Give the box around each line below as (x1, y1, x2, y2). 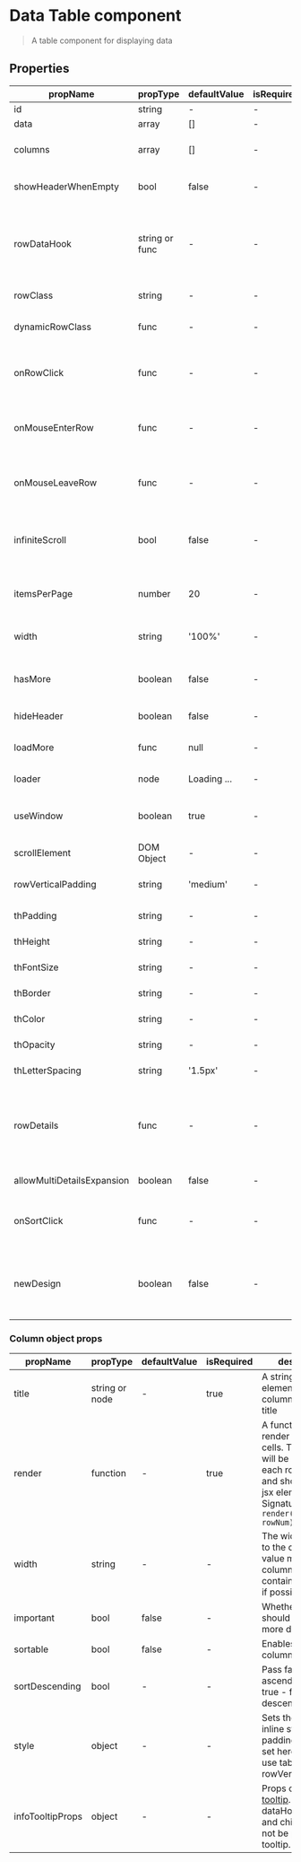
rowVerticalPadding (13, 878, 97, 890)
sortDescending (13, 1680, 82, 1692)
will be (261, 1453, 289, 1465)
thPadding (13, 909, 57, 922)
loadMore (13, 741, 55, 754)
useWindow (13, 809, 64, 822)
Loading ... (187, 773, 233, 785)
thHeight (13, 935, 51, 948)
